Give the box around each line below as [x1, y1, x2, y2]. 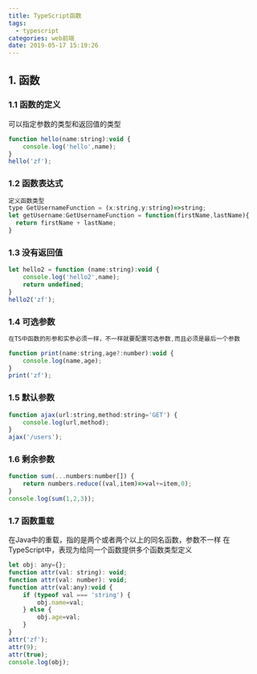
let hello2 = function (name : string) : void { [8, 266, 160, 274]
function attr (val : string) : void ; [8, 569, 128, 577]
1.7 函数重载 [8, 515, 55, 526]
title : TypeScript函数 [8, 11, 82, 20]
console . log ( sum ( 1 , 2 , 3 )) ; [8, 495, 95, 503]
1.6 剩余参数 [8, 454, 55, 465]
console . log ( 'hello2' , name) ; [22, 274, 120, 282]
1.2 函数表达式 [8, 178, 63, 189]
